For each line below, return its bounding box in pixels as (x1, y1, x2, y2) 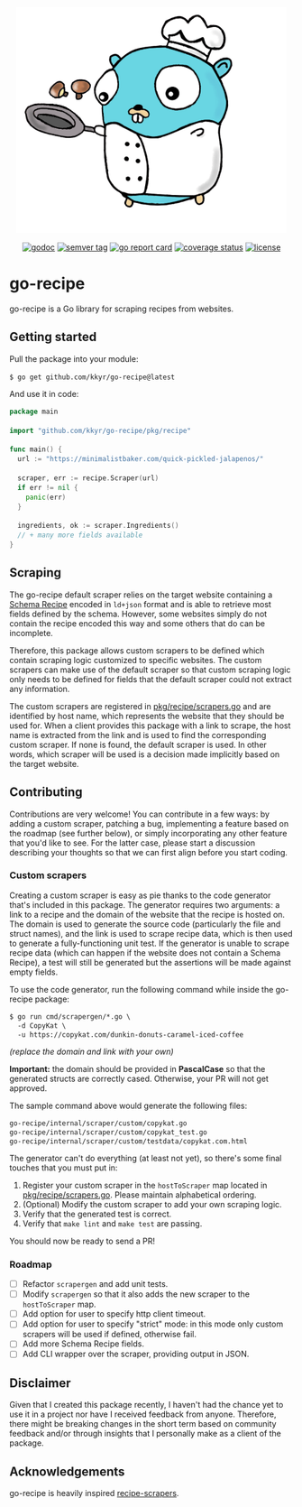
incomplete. (9, 627, 54, 638)
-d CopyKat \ (17, 1021, 67, 1031)
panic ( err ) (25, 493, 67, 502)
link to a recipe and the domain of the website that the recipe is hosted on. (9, 909, 286, 920)
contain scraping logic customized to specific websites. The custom (9, 654, 262, 665)
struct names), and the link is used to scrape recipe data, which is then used (9, 928, 293, 938)
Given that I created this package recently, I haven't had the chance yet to (9, 1400, 284, 1410)
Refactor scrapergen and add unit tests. (22, 1279, 169, 1290)
